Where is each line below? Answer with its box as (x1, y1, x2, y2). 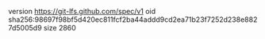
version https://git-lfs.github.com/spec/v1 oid (8, 7, 156, 16)
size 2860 (43, 23, 77, 32)
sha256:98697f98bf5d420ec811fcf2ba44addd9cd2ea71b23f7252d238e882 (8, 15, 258, 24)
